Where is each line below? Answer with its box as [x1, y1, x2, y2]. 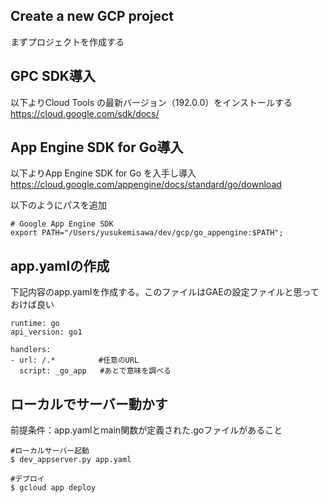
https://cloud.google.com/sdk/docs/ [10, 107, 160, 119]
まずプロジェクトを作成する [10, 35, 125, 48]
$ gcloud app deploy [10, 483, 97, 493]
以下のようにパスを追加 [10, 199, 107, 211]
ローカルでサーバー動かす [10, 395, 168, 413]
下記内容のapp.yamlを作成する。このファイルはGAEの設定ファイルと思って [10, 286, 320, 298]
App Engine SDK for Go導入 [10, 139, 184, 156]
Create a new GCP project [10, 8, 175, 25]
